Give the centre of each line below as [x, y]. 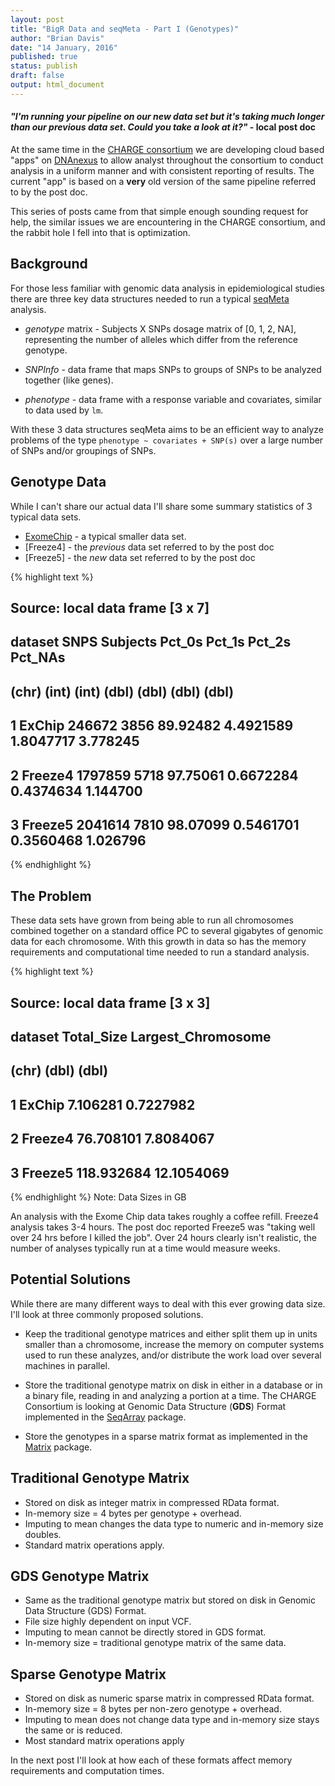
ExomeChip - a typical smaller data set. [105, 536]
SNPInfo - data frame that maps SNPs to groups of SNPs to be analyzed [173, 369]
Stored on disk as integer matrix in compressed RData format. [152, 1502]
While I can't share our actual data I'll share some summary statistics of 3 [161, 506]
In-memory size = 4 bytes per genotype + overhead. [133, 1513]
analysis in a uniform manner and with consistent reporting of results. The [162, 170]
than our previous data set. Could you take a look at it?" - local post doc [163, 127]
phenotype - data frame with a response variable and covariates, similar [173, 399]
